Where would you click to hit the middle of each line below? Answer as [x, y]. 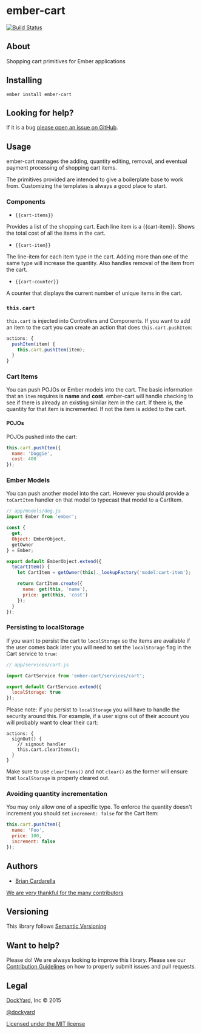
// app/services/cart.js [38, 665]
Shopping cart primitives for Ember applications [66, 61]
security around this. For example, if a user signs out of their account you [98, 716]
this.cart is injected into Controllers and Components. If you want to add [98, 320]
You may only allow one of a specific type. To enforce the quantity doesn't [99, 807]
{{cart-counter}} [37, 282]
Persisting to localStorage [45, 627]
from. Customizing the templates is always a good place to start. [87, 186]
